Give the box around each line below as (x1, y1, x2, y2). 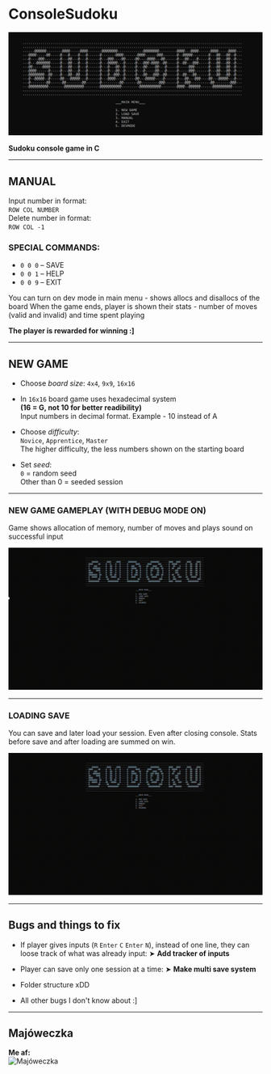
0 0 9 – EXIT (19, 277, 62, 287)
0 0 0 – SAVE (19, 260, 65, 270)
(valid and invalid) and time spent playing (8, 311, 145, 320)
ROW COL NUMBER (8, 206, 60, 214)
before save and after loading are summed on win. (8, 737, 176, 746)
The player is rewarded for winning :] (8, 326, 135, 336)
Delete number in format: (8, 214, 92, 222)
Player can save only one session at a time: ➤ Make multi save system (19, 964, 256, 974)
